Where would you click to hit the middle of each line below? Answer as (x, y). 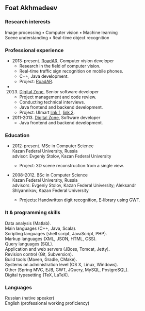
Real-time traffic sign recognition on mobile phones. (71, 71)
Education (17, 135)
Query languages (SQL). (29, 244)
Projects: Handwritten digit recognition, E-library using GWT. (80, 200)
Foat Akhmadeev (31, 8)
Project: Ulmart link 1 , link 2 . (47, 112)
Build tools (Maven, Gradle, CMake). (41, 259)
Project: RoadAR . (36, 81)
